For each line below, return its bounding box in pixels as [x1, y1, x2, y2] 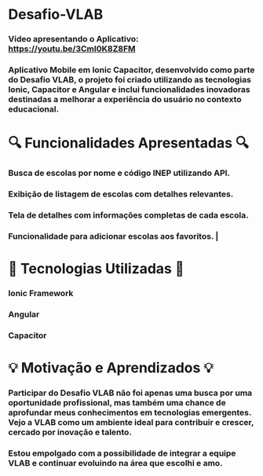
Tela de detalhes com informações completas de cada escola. [8, 210, 249, 221]
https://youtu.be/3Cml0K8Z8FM [8, 43, 136, 54]
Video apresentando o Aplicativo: [8, 34, 139, 45]
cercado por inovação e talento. [8, 427, 132, 438]
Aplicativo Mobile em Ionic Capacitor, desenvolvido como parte [8, 64, 255, 75]
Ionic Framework [8, 288, 74, 299]
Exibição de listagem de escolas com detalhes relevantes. [8, 189, 234, 200]
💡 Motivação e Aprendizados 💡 [8, 359, 214, 377]
